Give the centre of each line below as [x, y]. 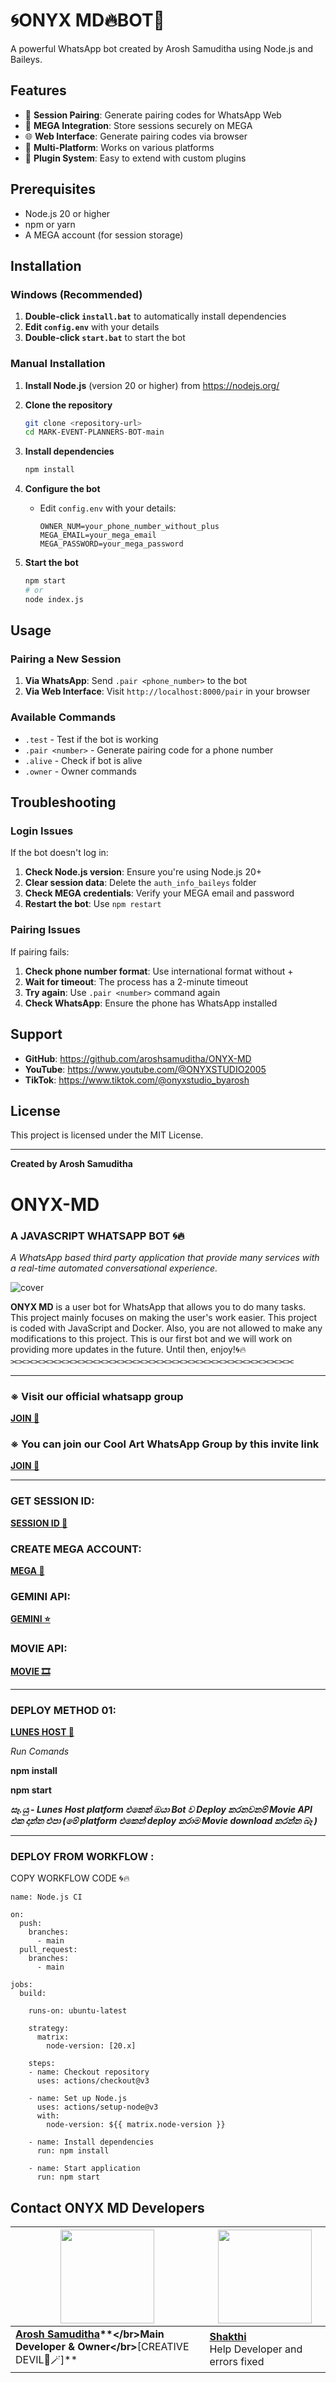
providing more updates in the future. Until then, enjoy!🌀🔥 [128, 1349]
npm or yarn [50, 224]
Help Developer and [256, 2349]
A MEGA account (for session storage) [104, 235]
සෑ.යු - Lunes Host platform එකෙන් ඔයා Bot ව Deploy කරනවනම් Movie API [161, 1809]
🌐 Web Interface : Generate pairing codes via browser [136, 136]
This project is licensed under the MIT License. [107, 1135]
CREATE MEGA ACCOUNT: [76, 1549]
